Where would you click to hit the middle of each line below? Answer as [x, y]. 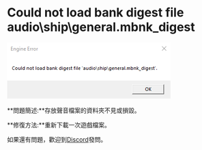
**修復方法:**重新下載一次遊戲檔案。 [59, 125]
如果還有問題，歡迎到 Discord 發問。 [57, 139]
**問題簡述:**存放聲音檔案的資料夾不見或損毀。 [74, 110]
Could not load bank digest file [96, 13]
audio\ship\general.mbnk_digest [101, 27]
